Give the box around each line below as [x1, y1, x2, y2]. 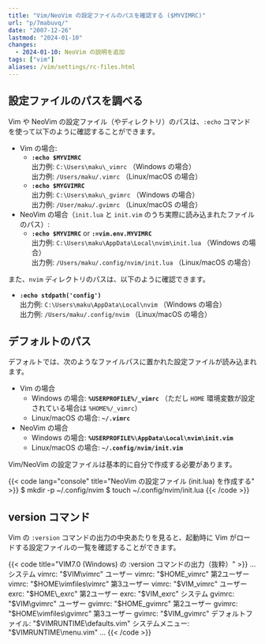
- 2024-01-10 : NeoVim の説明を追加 [15, 48, 125, 56]
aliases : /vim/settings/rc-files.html [8, 63, 136, 71]
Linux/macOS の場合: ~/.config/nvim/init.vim [31, 443, 184, 453]
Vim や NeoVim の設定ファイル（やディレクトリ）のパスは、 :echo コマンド [8, 116, 251, 126]
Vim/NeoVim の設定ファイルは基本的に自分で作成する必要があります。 [8, 460, 237, 469]
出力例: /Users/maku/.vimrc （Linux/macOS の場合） [31, 171, 203, 181]
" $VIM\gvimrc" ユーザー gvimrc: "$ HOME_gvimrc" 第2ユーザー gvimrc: [8, 599, 238, 608]
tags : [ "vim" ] [8, 56, 55, 64]
